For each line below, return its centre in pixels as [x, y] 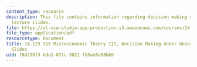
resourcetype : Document [35, 38]
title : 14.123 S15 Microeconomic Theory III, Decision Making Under [91, 44]
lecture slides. [31, 22]
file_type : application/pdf [40, 33]
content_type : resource [35, 11]
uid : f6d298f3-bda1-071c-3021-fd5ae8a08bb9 [60, 55]
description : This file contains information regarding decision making [97, 17]
